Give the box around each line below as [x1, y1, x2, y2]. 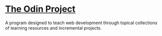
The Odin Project [5, 3, 76, 15]
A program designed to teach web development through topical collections [5, 20, 158, 26]
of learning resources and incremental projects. [5, 25, 102, 31]
